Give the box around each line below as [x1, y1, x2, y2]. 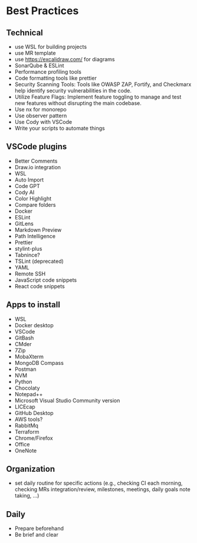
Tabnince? [14, 251, 40, 258]
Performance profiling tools [14, 68, 81, 75]
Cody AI [14, 189, 35, 196]
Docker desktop [14, 321, 54, 328]
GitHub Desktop [14, 409, 54, 416]
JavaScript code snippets [14, 276, 77, 284]
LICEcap [14, 403, 35, 410]
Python [14, 378, 32, 385]
